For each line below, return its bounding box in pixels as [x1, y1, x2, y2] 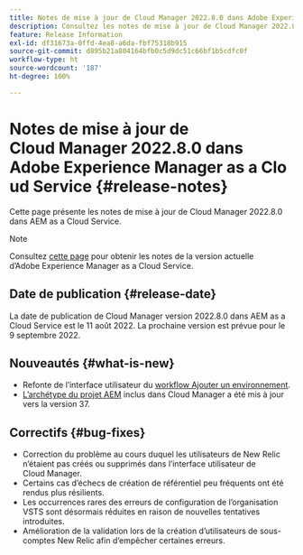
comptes [22, 535, 56, 546]
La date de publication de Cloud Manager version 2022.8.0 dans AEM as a [9, 310, 286, 321]
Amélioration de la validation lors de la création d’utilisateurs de [22, 525, 259, 537]
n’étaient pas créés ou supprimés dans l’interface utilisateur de [22, 458, 257, 469]
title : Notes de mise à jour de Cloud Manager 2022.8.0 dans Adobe [9, 13, 269, 23]
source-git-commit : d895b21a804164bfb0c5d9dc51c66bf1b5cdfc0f [9, 47, 248, 56]
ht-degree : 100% [9, 72, 70, 81]
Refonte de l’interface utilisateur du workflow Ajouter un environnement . [22, 380, 291, 391]
